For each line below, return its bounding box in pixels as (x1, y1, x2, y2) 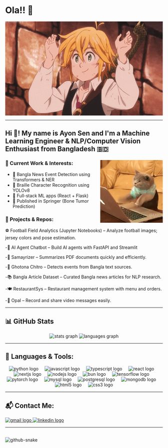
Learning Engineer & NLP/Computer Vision (5, 137, 141, 145)
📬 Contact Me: (5, 401, 54, 410)
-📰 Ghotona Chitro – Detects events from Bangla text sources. (5, 263, 132, 270)
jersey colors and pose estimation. (5, 234, 76, 240)
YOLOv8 (12, 187, 30, 193)
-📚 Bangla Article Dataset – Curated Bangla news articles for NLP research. (5, 273, 161, 280)
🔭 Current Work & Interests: (5, 160, 73, 167)
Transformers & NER (12, 177, 55, 183)
